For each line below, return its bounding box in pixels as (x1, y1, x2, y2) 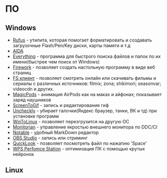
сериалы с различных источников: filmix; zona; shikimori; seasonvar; (12, 80, 161, 86)
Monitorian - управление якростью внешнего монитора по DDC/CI (12, 124, 157, 130)
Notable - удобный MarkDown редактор (12, 129, 99, 136)
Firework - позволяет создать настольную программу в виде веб (12, 64, 155, 70)
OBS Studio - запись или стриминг (12, 135, 88, 141)
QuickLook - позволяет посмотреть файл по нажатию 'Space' (12, 140, 147, 146)
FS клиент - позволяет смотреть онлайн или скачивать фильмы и (12, 75, 157, 81)
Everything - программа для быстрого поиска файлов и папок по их (12, 53, 161, 59)
